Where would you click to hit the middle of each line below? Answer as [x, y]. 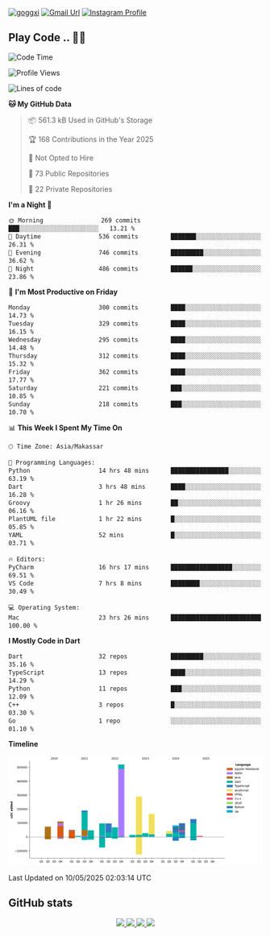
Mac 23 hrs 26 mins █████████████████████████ [135, 617]
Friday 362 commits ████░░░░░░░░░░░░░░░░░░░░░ [135, 372]
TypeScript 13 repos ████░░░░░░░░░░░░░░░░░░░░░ [135, 673]
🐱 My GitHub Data [40, 104]
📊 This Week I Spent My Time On [65, 428]
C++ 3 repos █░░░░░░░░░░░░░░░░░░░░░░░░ [135, 705]
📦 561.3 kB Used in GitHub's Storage [90, 120]
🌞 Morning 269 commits [75, 220]
